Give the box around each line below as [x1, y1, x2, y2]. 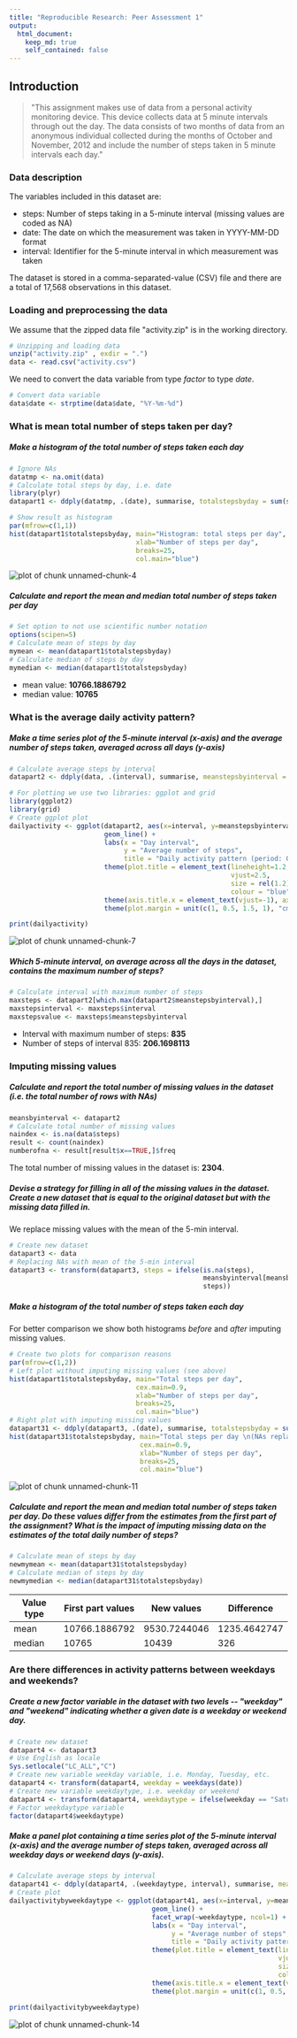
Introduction [9, 79, 80, 94]
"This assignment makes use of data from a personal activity [30, 102, 253, 112]
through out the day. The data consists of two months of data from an [30, 120, 285, 131]
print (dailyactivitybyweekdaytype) [9, 2003, 141, 2012]
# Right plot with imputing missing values [9, 1416, 172, 1425]
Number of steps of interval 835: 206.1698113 [21, 1037, 190, 1049]
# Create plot [9, 1888, 62, 1897]
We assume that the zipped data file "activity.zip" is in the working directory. [9, 324, 288, 335]
